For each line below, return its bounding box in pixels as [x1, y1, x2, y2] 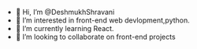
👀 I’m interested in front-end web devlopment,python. [15, 16, 191, 25]
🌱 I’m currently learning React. [15, 24, 114, 33]
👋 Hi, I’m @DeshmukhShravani [15, 8, 115, 16]
